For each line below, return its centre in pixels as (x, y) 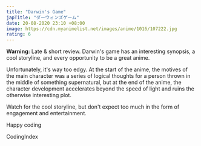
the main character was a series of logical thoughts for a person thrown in (98, 76)
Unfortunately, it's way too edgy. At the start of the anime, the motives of (97, 69)
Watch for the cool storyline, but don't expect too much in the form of (93, 107)
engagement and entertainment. (46, 113)
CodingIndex (22, 137)
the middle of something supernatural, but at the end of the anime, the (94, 83)
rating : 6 (19, 34)
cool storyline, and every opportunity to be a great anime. (78, 58)
